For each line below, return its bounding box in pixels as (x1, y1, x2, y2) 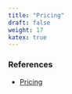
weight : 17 (8, 26, 44, 34)
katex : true (8, 33, 47, 42)
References (8, 60, 53, 70)
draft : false (8, 19, 51, 27)
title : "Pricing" (8, 11, 65, 20)
